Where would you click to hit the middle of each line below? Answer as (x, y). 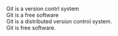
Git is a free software (33, 15)
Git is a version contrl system (43, 9)
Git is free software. (31, 28)
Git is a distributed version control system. (59, 21)
